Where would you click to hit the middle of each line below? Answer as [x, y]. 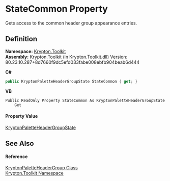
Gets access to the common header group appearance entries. [71, 23]
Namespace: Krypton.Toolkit [36, 51]
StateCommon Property [56, 9]
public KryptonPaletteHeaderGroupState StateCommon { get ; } [72, 81]
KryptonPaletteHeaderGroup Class [41, 168]
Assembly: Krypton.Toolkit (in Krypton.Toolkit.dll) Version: [66, 57]
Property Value [22, 116]
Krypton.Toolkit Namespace [34, 173]
